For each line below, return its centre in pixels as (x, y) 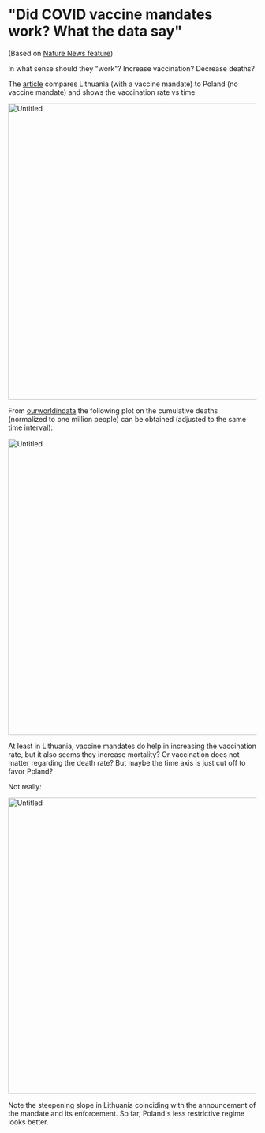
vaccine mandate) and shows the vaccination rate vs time (102, 92)
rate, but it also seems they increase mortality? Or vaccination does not (124, 754)
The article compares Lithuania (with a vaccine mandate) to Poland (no (123, 84)
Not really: (25, 786)
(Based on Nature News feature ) (61, 53)
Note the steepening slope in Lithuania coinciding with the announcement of (132, 1105)
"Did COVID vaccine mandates (110, 15)
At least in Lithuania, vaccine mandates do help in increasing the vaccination (132, 746)
